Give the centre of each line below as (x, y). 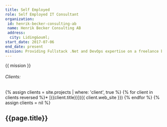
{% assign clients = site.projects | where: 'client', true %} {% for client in (79, 92)
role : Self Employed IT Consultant (42, 14)
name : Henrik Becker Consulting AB (44, 28)
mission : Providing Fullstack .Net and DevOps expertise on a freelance (82, 51)
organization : (20, 19)
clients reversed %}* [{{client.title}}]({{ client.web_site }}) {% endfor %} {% (83, 97)
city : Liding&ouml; (30, 38)
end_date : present (24, 47)
